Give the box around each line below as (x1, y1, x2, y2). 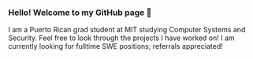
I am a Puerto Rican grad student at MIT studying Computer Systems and (8, 25, 246, 35)
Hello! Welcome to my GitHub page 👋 (8, 7, 152, 18)
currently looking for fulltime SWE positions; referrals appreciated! (8, 42, 223, 51)
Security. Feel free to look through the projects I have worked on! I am (8, 33, 235, 42)
